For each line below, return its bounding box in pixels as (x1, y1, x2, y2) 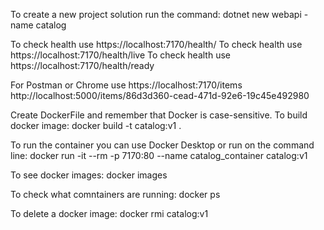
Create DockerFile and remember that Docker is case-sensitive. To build (10, 109, 308, 121)
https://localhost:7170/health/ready (10, 60, 155, 71)
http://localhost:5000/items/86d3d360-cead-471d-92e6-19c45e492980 (10, 90, 310, 101)
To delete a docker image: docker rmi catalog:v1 (10, 208, 209, 219)
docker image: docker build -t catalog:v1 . (10, 120, 182, 131)
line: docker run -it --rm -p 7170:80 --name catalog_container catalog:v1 (10, 150, 308, 161)
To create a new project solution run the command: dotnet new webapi (10, 9, 302, 20)
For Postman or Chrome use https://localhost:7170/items (10, 79, 243, 91)
